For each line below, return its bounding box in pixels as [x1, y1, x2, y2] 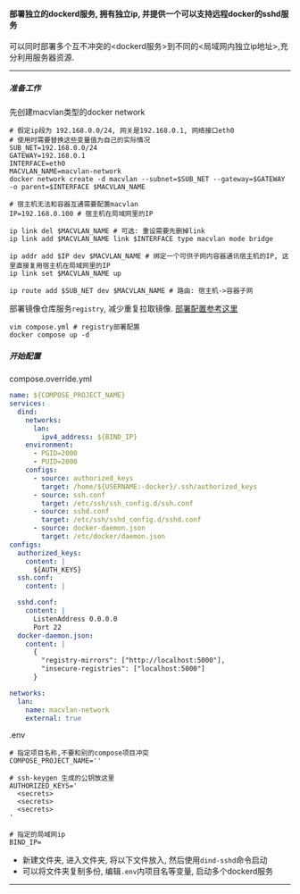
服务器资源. [32, 52, 75, 63]
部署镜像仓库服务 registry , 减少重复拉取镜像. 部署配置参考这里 [9, 304, 238, 314]
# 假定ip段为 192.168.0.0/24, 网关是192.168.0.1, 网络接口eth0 [9, 126, 235, 136]
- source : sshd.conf [32, 507, 110, 516]
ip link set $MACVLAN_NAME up [9, 269, 122, 279]
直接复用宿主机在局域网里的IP [15, 262, 111, 271]
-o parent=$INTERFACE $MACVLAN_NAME [9, 183, 146, 192]
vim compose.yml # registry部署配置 [9, 322, 140, 332]
